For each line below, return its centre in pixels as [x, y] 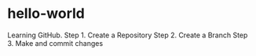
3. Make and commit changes [55, 43]
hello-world [46, 14]
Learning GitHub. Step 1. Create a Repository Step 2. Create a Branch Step [128, 35]
